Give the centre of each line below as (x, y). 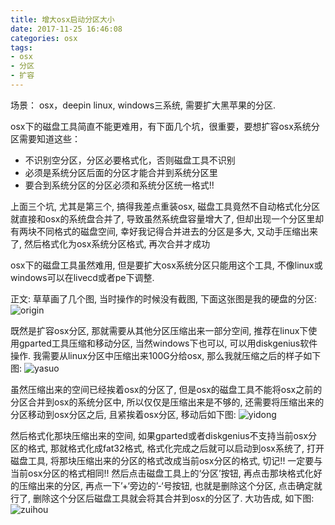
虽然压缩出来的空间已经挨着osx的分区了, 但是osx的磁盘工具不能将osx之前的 (166, 389)
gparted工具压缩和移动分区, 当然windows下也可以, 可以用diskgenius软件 (168, 343)
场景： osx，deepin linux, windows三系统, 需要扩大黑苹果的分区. (143, 105)
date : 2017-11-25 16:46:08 (66, 29)
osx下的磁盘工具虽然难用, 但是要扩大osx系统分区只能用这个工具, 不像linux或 (166, 265)
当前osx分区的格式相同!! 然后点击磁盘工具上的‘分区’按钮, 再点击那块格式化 (162, 473)
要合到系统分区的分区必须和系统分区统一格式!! (119, 185)
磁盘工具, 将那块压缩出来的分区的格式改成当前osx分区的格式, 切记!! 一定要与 (166, 460)
